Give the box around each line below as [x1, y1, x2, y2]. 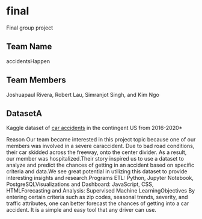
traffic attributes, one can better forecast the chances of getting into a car [6, 200, 189, 207]
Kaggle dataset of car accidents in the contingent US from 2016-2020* [6, 125, 183, 132]
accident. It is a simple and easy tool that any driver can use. [6, 206, 156, 214]
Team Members [6, 75, 66, 85]
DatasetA [6, 108, 42, 119]
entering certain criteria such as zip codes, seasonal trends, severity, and [6, 194, 188, 201]
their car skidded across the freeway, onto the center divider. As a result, [6, 149, 187, 156]
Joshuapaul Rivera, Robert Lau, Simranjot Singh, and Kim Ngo [6, 91, 159, 98]
